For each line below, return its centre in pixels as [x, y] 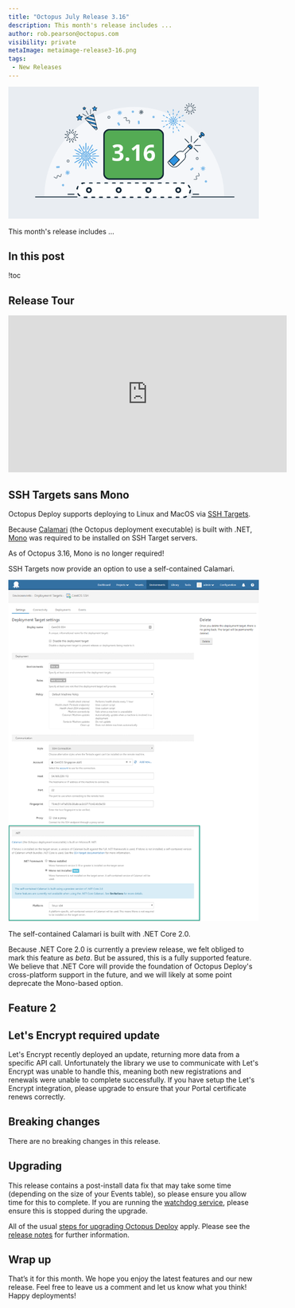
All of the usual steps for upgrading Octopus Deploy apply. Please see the [129, 1226]
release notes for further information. [69, 1235]
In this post [37, 256]
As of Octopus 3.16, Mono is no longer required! [86, 553]
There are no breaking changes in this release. [84, 1141]
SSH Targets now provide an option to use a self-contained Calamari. [122, 569]
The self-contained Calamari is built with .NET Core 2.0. [99, 933]
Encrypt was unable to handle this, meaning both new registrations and [125, 1071]
